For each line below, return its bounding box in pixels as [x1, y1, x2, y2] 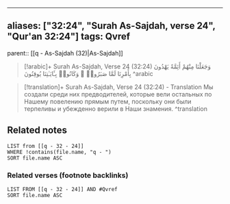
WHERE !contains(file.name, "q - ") [7, 149, 112, 155]
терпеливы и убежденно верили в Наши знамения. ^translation [23, 104, 207, 113]
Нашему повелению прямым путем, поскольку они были [23, 97, 192, 105]
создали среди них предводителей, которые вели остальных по [23, 90, 212, 98]
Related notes [7, 125, 67, 136]
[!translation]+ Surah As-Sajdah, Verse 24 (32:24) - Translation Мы [23, 83, 214, 91]
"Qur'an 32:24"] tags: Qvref [7, 31, 131, 42]
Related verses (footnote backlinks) [7, 170, 129, 180]
